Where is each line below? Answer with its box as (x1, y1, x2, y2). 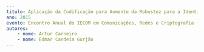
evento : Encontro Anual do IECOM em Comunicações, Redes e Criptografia (6, 20, 194, 26)
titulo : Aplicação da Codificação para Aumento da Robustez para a (6, 8, 181, 15)
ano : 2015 (6, 14, 32, 20)
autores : (6, 25, 29, 32)
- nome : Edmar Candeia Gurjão (17, 36, 94, 42)
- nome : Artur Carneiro (17, 31, 78, 37)
